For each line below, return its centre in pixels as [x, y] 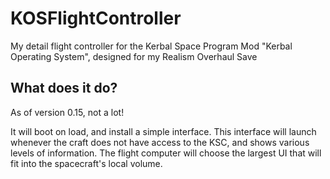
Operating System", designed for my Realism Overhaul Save [134, 56]
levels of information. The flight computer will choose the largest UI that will [166, 153]
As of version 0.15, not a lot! [67, 112]
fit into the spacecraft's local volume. [86, 163]
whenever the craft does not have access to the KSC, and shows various [160, 142]
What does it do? [64, 88]
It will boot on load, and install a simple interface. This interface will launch [163, 131]
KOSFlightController [96, 18]
